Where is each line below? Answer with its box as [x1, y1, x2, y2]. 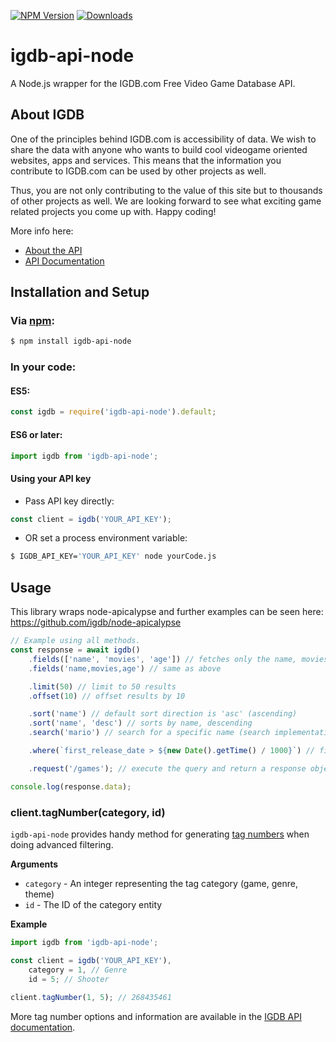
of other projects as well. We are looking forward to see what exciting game [10, 195, 322, 207]
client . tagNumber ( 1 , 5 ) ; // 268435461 [10, 993, 172, 1003]
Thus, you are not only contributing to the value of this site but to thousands [10, 184, 323, 196]
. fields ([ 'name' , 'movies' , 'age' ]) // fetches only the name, [28, 654, 298, 664]
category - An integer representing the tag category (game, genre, [24, 877, 298, 889]
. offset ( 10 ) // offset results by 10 [28, 691, 186, 701]
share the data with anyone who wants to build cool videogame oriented [10, 143, 308, 155]
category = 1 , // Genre [28, 965, 128, 975]
